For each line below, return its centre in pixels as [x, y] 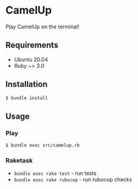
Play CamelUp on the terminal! [42, 27]
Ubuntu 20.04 [31, 59]
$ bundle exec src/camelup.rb [43, 145]
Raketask [19, 160]
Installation [27, 84]
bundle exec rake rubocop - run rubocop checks [73, 180]
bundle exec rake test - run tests [55, 173]
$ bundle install [27, 98]
